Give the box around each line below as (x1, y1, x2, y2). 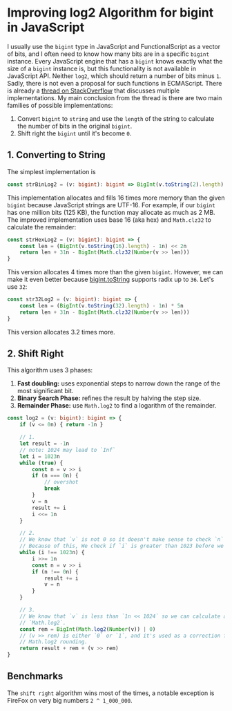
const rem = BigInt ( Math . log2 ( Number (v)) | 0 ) (19, 625, 156, 633)
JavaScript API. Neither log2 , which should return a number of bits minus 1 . (7, 71, 222, 80)
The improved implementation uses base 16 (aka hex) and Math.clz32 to (7, 216, 212, 224)
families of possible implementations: (7, 101, 113, 109)
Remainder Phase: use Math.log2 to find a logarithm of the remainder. (17, 401, 217, 410)
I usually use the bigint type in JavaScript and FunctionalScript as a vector (7, 42, 221, 50)
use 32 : (7, 283, 28, 291)
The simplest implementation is (7, 167, 96, 176)
